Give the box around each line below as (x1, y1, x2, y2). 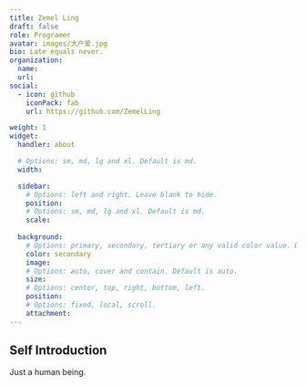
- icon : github (17, 89, 76, 99)
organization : (9, 56, 64, 65)
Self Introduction (9, 343, 107, 359)
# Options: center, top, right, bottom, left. (25, 284, 206, 293)
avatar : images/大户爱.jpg (9, 38, 107, 48)
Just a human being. (9, 367, 87, 378)
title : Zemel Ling (9, 13, 79, 23)
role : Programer (9, 30, 71, 39)
